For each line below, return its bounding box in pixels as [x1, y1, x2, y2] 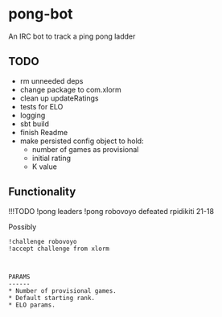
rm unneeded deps [19, 76, 84, 85]
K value [31, 162, 58, 171]
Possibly [8, 222, 37, 232]
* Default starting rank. [8, 294, 95, 302]
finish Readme [19, 127, 68, 137]
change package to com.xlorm [19, 84, 122, 94]
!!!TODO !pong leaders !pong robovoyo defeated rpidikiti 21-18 [8, 206, 215, 216]
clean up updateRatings [19, 93, 99, 103]
